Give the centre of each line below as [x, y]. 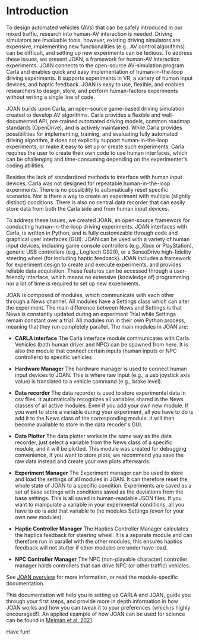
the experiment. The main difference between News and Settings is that [94, 307]
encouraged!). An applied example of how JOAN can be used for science [96, 614]
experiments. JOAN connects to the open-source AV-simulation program [95, 65]
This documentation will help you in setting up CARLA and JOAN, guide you [99, 595]
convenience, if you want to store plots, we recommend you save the [99, 455]
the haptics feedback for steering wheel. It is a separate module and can [103, 535]
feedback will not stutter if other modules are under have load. [91, 547]
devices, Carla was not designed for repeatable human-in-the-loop [88, 183]
